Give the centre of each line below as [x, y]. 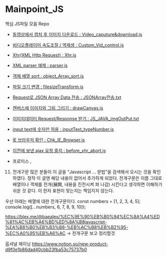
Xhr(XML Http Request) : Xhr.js [44, 55]
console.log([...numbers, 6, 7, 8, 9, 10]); [46, 207]
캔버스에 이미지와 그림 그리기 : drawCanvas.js [58, 108]
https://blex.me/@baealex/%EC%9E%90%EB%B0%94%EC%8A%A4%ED [82, 216]
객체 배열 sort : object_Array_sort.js [48, 76]
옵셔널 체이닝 [18, 243]
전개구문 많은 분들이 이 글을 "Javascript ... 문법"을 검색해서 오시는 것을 [82, 172]
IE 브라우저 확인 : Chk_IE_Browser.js [49, 140]
